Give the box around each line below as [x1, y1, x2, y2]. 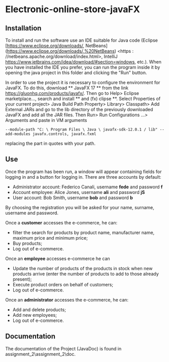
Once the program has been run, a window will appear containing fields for [5, 169, 162, 175]
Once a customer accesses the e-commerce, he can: [5, 219, 118, 225]
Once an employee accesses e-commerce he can [5, 255, 110, 261]
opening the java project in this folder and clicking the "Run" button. [5, 70, 147, 76]
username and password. [5, 210, 59, 216]
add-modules [5, 131, 30, 137]
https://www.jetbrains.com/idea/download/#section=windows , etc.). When [5, 59, 161, 64]
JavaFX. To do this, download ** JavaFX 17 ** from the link [5, 85, 128, 91]
